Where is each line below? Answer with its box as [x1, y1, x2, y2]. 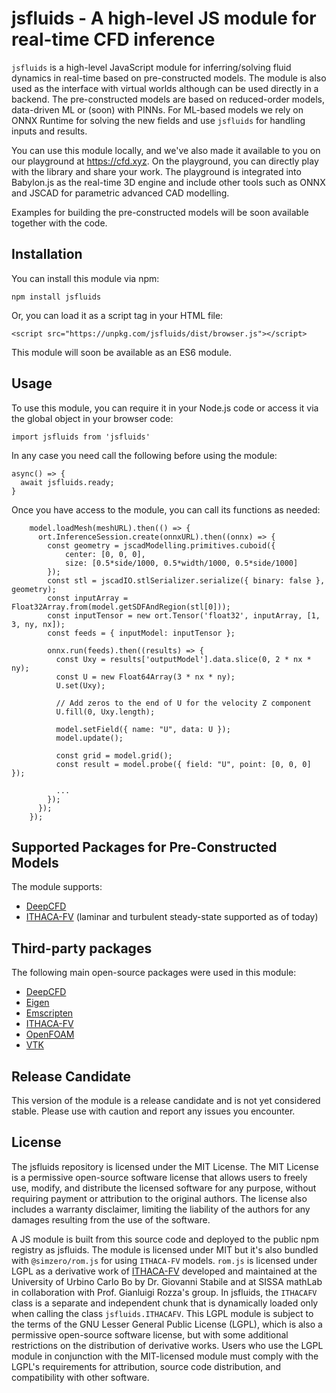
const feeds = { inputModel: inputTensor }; [47, 628, 236, 638]
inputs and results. [11, 125, 88, 137]
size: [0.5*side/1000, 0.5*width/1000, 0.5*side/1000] [64, 558, 299, 568]
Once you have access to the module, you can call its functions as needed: [11, 503, 321, 516]
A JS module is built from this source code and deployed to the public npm [11, 1233, 319, 1245]
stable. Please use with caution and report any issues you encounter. [11, 1105, 296, 1117]
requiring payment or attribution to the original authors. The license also [11, 1192, 308, 1204]
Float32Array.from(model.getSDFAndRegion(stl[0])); [11, 602, 231, 612]
